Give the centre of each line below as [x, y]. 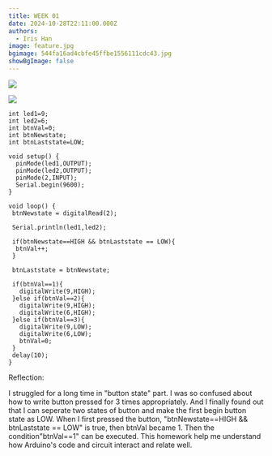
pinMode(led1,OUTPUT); [54, 163]
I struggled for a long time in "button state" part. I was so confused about [130, 393]
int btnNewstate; [38, 135]
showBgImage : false [41, 62]
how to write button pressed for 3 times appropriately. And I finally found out [136, 402]
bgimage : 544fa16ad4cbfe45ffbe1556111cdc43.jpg [90, 54]
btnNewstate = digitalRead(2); [64, 213]
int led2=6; [28, 121]
